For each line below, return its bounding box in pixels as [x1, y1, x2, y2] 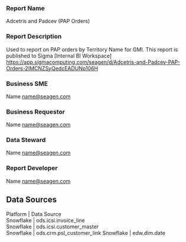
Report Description [6, 33, 62, 41]
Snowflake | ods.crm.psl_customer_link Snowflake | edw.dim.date [6, 229, 165, 236]
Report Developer [6, 164, 58, 172]
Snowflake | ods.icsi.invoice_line [6, 217, 86, 224]
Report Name [6, 4, 45, 12]
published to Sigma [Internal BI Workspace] [6, 52, 112, 59]
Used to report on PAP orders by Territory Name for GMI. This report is [6, 46, 178, 53]
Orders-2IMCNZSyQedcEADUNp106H [6, 64, 99, 72]
